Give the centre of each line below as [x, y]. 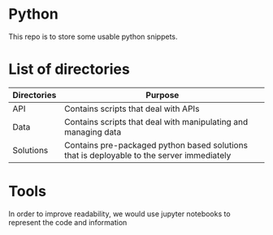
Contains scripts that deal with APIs [132, 109]
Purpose [162, 95]
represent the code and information [68, 222]
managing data [93, 132]
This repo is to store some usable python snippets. [93, 36]
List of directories [69, 69]
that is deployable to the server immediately [147, 155]
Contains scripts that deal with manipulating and [156, 122]
